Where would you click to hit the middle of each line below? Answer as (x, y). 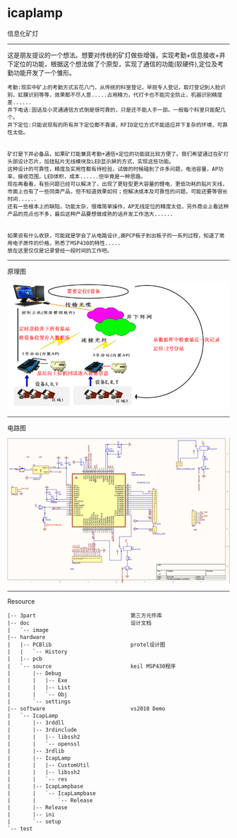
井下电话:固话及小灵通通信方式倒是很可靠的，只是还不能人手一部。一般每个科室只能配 (114, 110)
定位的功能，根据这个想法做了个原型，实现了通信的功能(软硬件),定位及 (115, 64)
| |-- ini (31, 814)
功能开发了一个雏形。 (44, 73)
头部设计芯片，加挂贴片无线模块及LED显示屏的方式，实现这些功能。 (91, 161)
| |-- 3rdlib (36, 751)
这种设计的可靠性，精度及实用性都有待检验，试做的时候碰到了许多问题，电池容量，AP (113, 169)
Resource (21, 601)
